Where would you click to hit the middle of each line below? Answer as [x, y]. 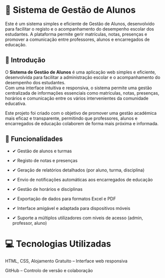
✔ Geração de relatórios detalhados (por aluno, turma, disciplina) [78, 170]
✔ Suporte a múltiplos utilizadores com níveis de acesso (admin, [78, 218]
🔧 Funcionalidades [34, 139]
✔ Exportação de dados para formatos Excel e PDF [64, 199]
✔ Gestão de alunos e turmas [42, 151]
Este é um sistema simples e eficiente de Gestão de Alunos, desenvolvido [80, 24]
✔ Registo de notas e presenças [45, 160]
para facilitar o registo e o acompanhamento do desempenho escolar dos [80, 29]
